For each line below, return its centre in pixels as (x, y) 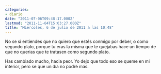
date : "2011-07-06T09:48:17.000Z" (40, 18)
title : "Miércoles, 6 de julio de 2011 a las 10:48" (59, 28)
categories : (17, 9)
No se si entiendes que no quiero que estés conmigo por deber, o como (77, 41)
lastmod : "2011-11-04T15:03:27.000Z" (43, 23)
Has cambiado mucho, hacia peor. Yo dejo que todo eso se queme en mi (78, 61)
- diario (14, 14)
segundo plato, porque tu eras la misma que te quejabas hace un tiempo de (80, 47)
